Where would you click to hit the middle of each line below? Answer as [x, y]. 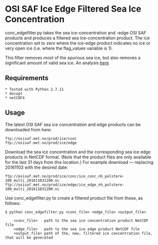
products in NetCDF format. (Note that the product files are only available [78, 157]
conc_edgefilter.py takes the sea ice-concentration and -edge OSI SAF [76, 33]
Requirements [27, 78]
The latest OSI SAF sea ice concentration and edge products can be [73, 124]
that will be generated [29, 237]
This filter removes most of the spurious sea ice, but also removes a [73, 57]
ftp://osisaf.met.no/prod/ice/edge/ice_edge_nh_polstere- [65, 185]
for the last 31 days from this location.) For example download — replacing [79, 162]
